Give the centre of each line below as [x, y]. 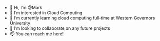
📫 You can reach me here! [37, 34]
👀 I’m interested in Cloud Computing [46, 13]
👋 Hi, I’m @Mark [26, 8]
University [20, 23]
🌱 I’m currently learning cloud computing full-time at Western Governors [82, 18]
